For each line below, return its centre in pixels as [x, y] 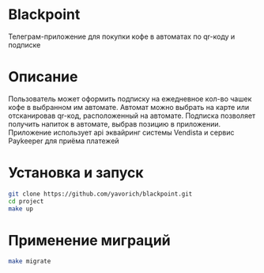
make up [21, 209]
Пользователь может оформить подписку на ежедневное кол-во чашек [130, 99]
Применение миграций [90, 240]
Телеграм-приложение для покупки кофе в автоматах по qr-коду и [122, 36]
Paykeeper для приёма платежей [64, 141]
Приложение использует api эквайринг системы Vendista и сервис [121, 132]
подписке [25, 44]
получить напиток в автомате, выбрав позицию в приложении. [115, 123]
